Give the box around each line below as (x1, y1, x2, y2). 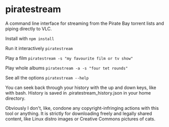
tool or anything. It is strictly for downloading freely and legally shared (5, 110, 152, 116)
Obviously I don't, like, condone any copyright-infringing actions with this (5, 105, 159, 111)
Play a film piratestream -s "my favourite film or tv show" (5, 55, 133, 61)
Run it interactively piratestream (5, 45, 73, 51)
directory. (5, 95, 25, 101)
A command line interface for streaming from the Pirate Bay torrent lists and (5, 20, 164, 26)
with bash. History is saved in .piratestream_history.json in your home (5, 90, 151, 96)
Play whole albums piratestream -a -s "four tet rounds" (5, 65, 128, 71)
